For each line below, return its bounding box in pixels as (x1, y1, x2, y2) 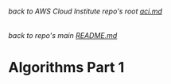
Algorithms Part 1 (8, 59, 125, 77)
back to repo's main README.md (8, 31, 118, 40)
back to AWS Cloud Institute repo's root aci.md (8, 6, 163, 16)
